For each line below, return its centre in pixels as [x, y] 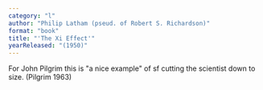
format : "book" [34, 31]
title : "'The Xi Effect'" [51, 38]
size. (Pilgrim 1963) [40, 77]
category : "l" [32, 16]
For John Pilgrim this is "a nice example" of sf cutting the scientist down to [132, 68]
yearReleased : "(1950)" [48, 46]
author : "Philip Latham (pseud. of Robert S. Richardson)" [109, 23]
